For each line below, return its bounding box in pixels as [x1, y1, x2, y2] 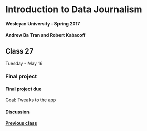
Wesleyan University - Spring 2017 [5, 20, 80, 27]
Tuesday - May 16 [5, 60, 43, 67]
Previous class [5, 120, 37, 126]
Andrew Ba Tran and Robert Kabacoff [5, 32, 86, 38]
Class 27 [5, 47, 34, 56]
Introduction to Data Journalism [5, 4, 142, 15]
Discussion [5, 109, 30, 115]
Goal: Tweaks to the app [5, 97, 56, 103]
